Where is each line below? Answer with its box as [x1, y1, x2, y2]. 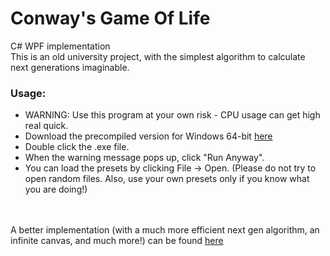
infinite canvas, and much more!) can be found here [10, 235, 224, 247]
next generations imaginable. [10, 61, 130, 73]
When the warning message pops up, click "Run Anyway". [24, 152, 265, 164]
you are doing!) [24, 183, 88, 196]
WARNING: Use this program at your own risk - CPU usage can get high [24, 109, 321, 121]
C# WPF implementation [10, 40, 111, 52]
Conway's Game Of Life [10, 7, 211, 30]
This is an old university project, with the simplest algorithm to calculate [10, 50, 306, 62]
